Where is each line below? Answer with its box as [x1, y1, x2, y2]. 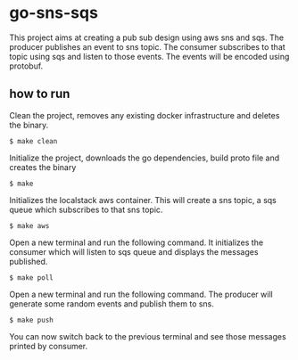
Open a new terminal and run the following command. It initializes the [9, 237, 264, 248]
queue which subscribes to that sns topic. [9, 204, 163, 215]
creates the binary [9, 161, 77, 172]
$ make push [9, 315, 54, 324]
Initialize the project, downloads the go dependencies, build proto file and [9, 152, 280, 163]
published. [9, 256, 48, 266]
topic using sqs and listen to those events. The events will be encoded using [9, 51, 290, 61]
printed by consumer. [9, 340, 88, 351]
